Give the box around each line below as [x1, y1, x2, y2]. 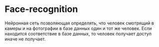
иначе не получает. [4, 36, 46, 42]
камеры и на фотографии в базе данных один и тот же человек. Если [4, 25, 153, 31]
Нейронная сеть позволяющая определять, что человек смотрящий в [4, 20, 154, 26]
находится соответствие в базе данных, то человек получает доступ [4, 30, 152, 36]
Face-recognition [4, 3, 78, 15]
